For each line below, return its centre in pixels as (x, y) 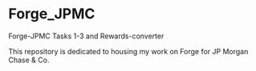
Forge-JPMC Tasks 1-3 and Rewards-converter (86, 36)
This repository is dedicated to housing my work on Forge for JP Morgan (128, 51)
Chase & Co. (29, 60)
